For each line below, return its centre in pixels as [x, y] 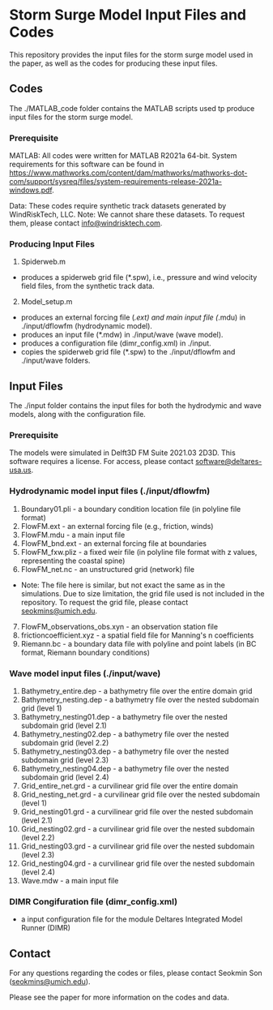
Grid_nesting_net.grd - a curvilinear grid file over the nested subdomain [140, 795]
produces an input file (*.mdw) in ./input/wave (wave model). [122, 335]
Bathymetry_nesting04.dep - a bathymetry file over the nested [125, 769]
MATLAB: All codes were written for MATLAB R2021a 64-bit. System [123, 156]
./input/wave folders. [55, 361]
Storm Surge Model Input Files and [128, 15]
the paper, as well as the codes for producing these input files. [113, 63]
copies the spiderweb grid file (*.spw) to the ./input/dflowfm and [128, 352]
